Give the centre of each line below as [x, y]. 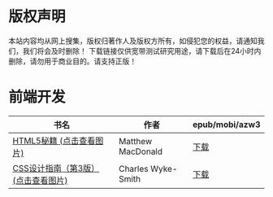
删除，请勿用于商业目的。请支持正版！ [72, 61]
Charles [134, 169]
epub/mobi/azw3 [226, 125]
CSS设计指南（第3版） [56, 168]
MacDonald [141, 151]
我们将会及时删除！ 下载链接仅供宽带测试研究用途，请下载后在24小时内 [142, 50]
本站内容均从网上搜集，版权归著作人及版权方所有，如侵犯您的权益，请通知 [133, 41]
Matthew [136, 141]
